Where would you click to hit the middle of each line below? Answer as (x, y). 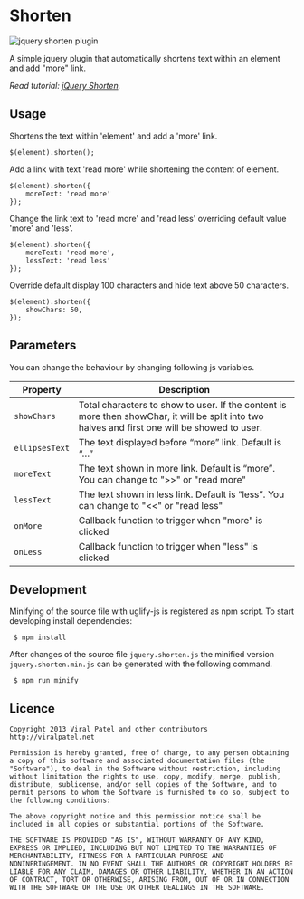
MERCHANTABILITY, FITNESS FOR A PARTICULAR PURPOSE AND (117, 856)
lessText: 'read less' (68, 260)
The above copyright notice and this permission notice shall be (135, 817)
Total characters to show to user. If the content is (182, 405)
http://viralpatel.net (52, 737)
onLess (28, 552)
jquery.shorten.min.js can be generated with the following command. (141, 664)
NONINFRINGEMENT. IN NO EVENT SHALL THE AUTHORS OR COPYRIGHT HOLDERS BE (152, 864)
